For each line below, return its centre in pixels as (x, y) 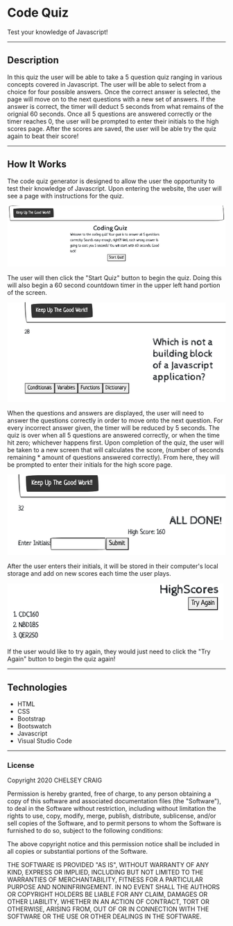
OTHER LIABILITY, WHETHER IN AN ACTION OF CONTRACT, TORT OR (108, 902)
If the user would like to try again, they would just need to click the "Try (109, 652)
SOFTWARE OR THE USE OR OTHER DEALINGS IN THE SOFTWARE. (104, 916)
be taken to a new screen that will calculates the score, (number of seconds (115, 449)
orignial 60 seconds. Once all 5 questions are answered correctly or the (110, 114)
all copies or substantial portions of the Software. (77, 852)
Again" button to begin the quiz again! (61, 659)
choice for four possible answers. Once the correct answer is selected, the (114, 92)
